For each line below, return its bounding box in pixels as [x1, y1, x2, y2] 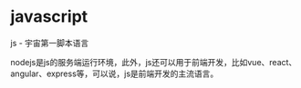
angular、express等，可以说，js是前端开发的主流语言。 [10, 68, 219, 79]
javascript [10, 6, 88, 27]
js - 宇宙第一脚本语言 [10, 37, 89, 48]
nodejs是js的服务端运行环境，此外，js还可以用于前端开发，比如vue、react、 [10, 56, 297, 67]
